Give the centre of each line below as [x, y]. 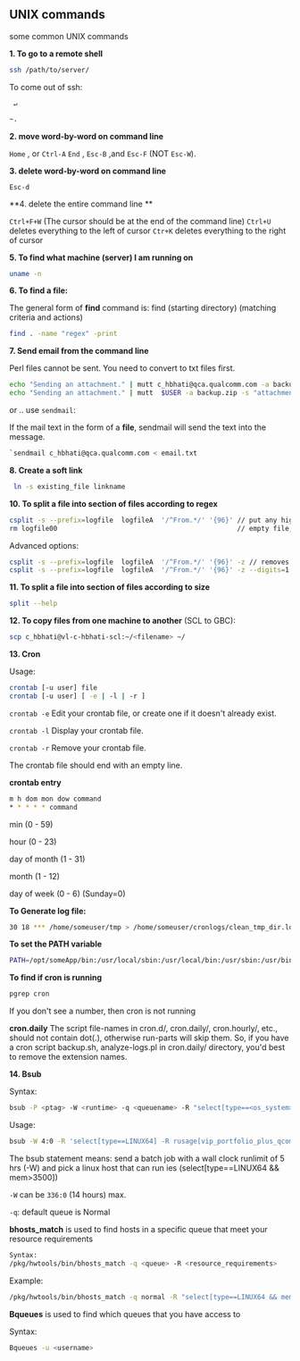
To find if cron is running [56, 978]
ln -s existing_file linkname [69, 486]
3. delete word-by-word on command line [88, 171]
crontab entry [35, 782]
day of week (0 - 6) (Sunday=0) [68, 894]
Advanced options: [44, 545]
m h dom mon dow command [55, 799]
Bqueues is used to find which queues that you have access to [125, 1314]
